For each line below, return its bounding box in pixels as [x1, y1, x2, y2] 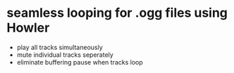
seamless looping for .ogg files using [6, 5, 228, 21]
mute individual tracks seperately [16, 51, 113, 59]
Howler [6, 20, 50, 36]
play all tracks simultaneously [16, 43, 103, 51]
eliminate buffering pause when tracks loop [16, 58, 143, 66]
